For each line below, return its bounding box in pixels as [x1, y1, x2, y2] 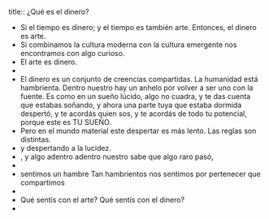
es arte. [20, 32, 46, 41]
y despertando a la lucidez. [20, 144, 111, 152]
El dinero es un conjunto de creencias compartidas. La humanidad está [20, 75, 258, 84]
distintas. [20, 135, 51, 144]
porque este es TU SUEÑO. [20, 118, 112, 127]
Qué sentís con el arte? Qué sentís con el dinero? [20, 195, 185, 204]
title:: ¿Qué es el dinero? [8, 7, 89, 16]
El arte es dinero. [20, 57, 77, 67]
